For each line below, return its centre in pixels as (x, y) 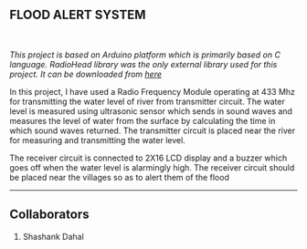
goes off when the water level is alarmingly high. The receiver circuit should (152, 167)
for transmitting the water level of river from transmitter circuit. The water (147, 101)
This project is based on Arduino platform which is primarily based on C (145, 55)
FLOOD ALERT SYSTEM (78, 15)
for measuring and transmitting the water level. (97, 140)
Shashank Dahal (53, 236)
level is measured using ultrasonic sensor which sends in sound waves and (151, 111)
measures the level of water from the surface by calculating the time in (143, 120)
